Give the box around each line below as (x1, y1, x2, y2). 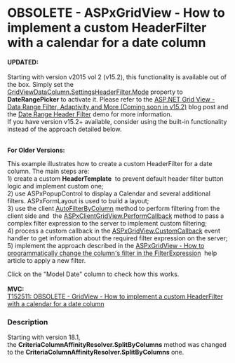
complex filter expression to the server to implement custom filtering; (7, 219, 207, 227)
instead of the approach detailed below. (7, 125, 122, 133)
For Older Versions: (7, 146, 65, 154)
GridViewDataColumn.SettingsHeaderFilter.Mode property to (7, 88, 184, 96)
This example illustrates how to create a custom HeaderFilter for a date (7, 159, 213, 167)
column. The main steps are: (7, 167, 90, 175)
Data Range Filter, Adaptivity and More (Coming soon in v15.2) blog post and (7, 102, 229, 111)
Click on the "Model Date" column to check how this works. (7, 270, 180, 278)
